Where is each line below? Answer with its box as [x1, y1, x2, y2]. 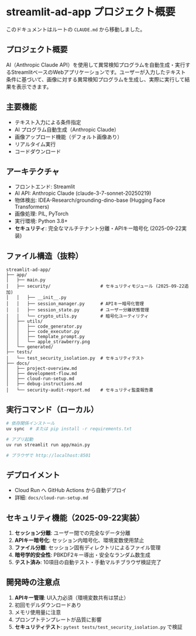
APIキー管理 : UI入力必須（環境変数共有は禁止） [14, 594, 129, 601]
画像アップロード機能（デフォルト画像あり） [14, 133, 123, 140]
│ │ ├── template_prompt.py [6, 334, 85, 340]
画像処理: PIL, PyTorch [14, 210, 69, 217]
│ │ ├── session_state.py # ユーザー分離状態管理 [6, 307, 149, 313]
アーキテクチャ [6, 166, 60, 176]
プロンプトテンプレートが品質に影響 [14, 616, 102, 623]
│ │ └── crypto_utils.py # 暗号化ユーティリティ [6, 314, 149, 319]
